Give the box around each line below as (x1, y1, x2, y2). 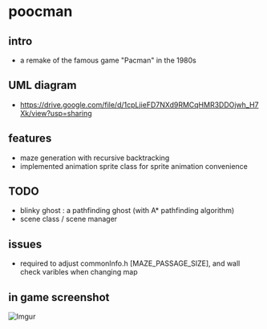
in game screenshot (8, 291, 110, 304)
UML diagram (8, 78, 77, 92)
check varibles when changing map (19, 267, 138, 277)
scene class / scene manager (19, 215, 118, 224)
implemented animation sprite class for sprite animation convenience (19, 161, 249, 171)
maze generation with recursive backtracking (19, 153, 170, 162)
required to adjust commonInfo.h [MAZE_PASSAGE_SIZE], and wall (19, 259, 241, 268)
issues (8, 237, 42, 251)
